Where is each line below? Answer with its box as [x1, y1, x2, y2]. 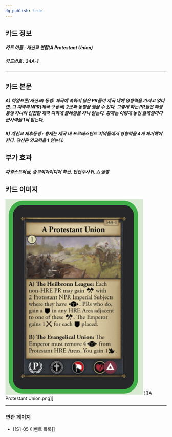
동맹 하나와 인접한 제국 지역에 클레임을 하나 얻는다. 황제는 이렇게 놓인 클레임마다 [5, 110, 163, 117]
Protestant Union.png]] [5, 395, 54, 401]
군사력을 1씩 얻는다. [5, 117, 45, 123]
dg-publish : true [5, 8, 42, 13]
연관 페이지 [5, 413, 31, 421]
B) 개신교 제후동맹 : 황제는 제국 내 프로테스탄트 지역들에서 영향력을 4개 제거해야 [5, 130, 163, 136]
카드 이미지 [5, 185, 38, 194]
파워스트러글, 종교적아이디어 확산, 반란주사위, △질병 [5, 169, 109, 175]
